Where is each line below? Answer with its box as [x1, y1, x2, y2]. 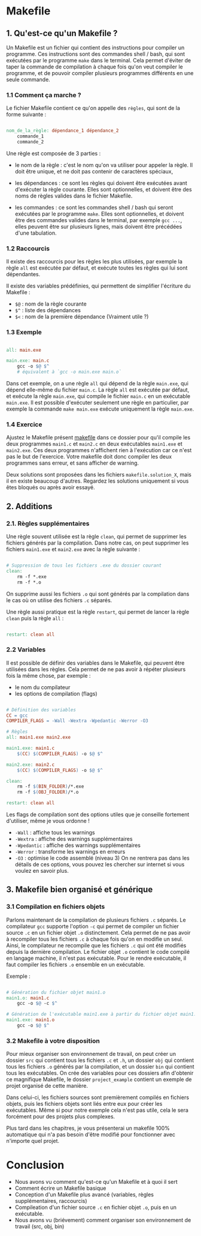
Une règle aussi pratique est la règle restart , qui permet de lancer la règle [6, 608, 190, 615]
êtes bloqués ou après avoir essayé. [6, 484, 95, 491]
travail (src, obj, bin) [14, 1223, 65, 1230]
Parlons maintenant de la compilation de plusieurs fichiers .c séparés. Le [6, 916, 187, 923]
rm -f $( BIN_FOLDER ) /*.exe [17, 783, 84, 790]
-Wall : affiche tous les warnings [14, 829, 95, 836]
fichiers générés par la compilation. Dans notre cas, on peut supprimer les [6, 539, 189, 546]
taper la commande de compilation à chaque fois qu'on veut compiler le [6, 63, 184, 70]
